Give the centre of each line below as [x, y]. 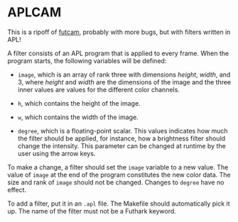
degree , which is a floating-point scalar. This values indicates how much [123, 131]
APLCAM [34, 12]
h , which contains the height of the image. [79, 103]
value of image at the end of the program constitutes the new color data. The [119, 174]
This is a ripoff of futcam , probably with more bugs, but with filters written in [119, 32]
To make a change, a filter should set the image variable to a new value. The [118, 167]
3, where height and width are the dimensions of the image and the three [124, 82]
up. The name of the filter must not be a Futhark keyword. [92, 211]
